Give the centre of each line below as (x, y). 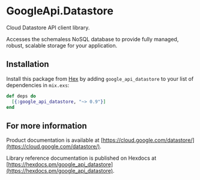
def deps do (21, 96)
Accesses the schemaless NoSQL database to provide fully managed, (92, 39)
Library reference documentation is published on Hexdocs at (81, 158)
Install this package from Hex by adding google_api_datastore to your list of (100, 78)
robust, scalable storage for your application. (62, 45)
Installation (28, 64)
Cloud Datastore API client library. (48, 28)
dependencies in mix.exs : (38, 85)
